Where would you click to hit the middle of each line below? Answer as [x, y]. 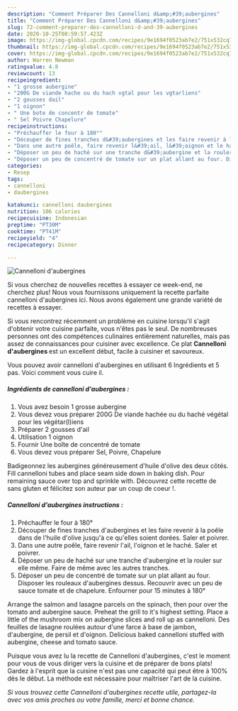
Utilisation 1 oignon [45, 437]
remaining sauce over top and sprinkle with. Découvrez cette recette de [112, 481]
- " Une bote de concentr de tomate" [63, 113]
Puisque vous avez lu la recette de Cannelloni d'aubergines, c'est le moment [119, 656]
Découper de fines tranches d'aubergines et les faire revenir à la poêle [120, 531]
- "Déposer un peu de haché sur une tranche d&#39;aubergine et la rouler [120, 153]
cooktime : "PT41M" [34, 232]
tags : [15, 179]
